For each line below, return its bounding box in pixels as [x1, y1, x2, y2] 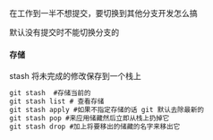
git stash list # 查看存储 [9, 97, 105, 106]
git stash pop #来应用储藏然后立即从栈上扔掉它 [9, 113, 170, 123]
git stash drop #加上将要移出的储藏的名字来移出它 [9, 122, 181, 131]
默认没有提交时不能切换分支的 [9, 27, 119, 38]
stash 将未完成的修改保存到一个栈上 [9, 71, 141, 82]
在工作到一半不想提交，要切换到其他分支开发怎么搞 [9, 8, 198, 18]
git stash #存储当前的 [9, 89, 91, 98]
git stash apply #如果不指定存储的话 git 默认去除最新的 [9, 105, 204, 114]
